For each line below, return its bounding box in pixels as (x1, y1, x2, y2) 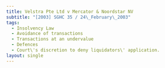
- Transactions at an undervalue (11, 36, 94, 42)
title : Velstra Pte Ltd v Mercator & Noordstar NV (6, 8, 134, 15)
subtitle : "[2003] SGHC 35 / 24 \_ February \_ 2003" (6, 14, 131, 20)
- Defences (11, 42, 38, 48)
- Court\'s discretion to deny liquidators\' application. (11, 47, 160, 53)
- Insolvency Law (11, 25, 54, 31)
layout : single (6, 53, 44, 59)
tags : (6, 20, 20, 25)
